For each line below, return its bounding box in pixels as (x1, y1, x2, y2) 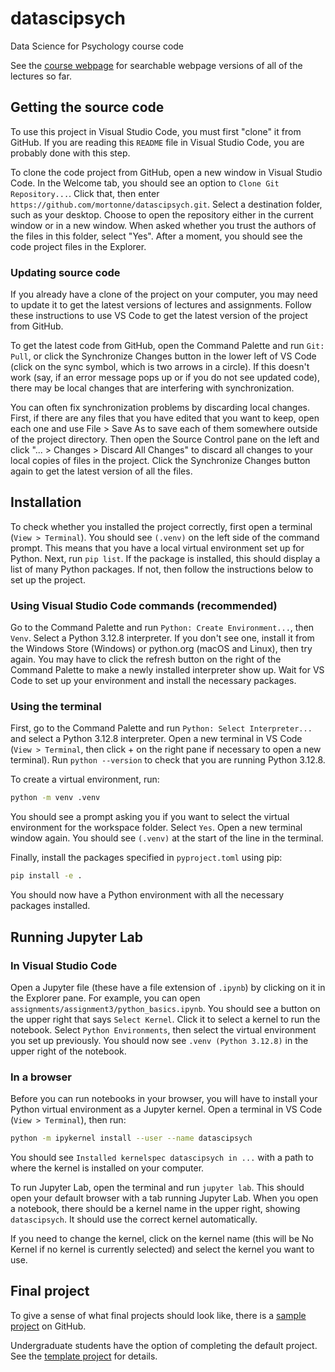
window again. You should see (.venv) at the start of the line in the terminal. (10, 832, 324, 844)
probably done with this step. (10, 147, 131, 159)
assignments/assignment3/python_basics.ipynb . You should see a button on (10, 1002, 321, 1014)
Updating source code (10, 265, 121, 279)
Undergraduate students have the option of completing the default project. (10, 1339, 318, 1351)
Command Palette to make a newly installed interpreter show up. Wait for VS (10, 664, 325, 676)
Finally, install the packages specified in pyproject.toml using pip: (10, 852, 283, 864)
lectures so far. (10, 70, 72, 82)
